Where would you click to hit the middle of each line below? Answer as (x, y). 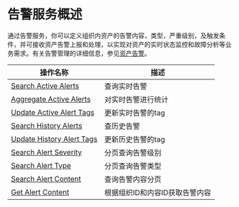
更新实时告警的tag (135, 113)
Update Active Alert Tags (53, 112)
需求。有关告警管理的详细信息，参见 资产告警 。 (82, 53)
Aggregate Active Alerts (51, 99)
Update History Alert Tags (54, 139)
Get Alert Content (40, 192)
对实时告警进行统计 (137, 99)
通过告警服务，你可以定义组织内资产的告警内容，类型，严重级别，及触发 (113, 35)
